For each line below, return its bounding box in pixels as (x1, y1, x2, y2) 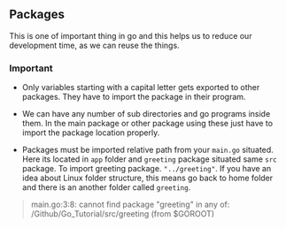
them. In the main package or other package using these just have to (21, 118, 273, 129)
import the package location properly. (21, 127, 160, 138)
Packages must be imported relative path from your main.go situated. (21, 145, 274, 156)
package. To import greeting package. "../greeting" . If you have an (21, 163, 272, 174)
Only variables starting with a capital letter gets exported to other (21, 82, 260, 93)
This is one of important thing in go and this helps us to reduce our (9, 30, 252, 41)
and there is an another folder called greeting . (21, 182, 191, 193)
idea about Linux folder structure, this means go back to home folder (21, 172, 274, 184)
